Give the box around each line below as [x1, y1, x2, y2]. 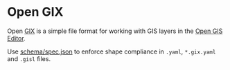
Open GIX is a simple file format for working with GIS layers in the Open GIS [7, 27, 223, 35]
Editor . [7, 34, 26, 42]
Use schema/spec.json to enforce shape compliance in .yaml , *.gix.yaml [7, 47, 216, 56]
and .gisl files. [7, 54, 51, 62]
